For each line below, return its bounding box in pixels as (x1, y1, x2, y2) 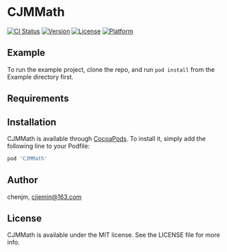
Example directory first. (7, 72, 74, 81)
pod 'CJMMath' (7, 155, 48, 162)
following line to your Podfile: (7, 142, 90, 150)
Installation (7, 116, 57, 128)
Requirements (7, 93, 69, 104)
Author (7, 174, 38, 186)
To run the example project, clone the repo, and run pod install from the (7, 65, 215, 73)
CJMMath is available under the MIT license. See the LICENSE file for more (7, 231, 221, 239)
